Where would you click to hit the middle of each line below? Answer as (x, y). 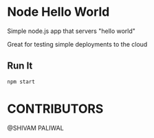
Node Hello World (58, 12)
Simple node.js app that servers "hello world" (71, 31)
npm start (21, 82)
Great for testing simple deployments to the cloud (77, 44)
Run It (20, 66)
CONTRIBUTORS (55, 109)
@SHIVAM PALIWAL (35, 128)
